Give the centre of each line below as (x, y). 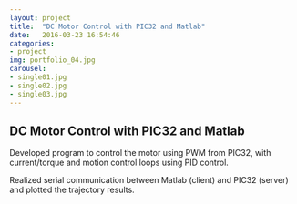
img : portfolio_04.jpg (52, 60)
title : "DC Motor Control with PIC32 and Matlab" (108, 26)
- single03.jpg (38, 94)
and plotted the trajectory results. (72, 190)
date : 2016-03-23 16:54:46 (65, 35)
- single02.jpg (38, 86)
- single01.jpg (38, 77)
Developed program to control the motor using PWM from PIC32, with (140, 153)
